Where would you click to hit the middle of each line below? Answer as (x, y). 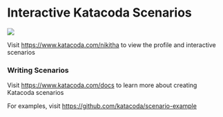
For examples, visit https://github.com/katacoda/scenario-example (102, 106)
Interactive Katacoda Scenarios (99, 13)
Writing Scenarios (38, 70)
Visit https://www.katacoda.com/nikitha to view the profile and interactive (111, 45)
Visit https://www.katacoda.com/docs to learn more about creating (102, 85)
